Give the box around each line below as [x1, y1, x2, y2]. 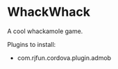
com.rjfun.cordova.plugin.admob [17, 53, 112, 62]
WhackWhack [7, 4, 90, 20]
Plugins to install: [7, 40, 56, 48]
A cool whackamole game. [7, 27, 83, 35]
